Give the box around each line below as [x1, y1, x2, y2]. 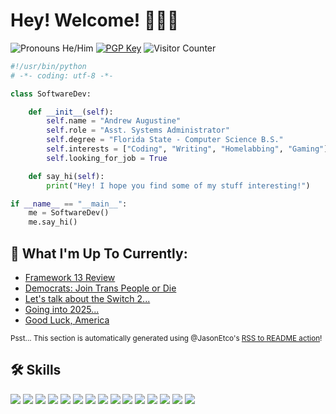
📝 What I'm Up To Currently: [10, 245, 188, 262]
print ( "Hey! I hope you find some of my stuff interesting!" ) [46, 180, 311, 191]
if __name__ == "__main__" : [10, 199, 128, 209]
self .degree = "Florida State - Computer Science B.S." [46, 135, 284, 145]
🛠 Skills [10, 362, 62, 379]
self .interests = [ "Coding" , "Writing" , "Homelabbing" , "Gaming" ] [46, 144, 329, 154]
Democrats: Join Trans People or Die [24, 282, 177, 294]
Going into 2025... [24, 304, 100, 315]
